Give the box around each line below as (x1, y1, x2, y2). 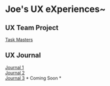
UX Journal (5, 51, 41, 59)
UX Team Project (5, 23, 59, 32)
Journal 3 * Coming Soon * (5, 75, 61, 81)
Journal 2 (5, 69, 25, 75)
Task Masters (5, 36, 33, 42)
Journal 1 (5, 64, 24, 70)
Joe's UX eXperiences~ (5, 3, 106, 15)
